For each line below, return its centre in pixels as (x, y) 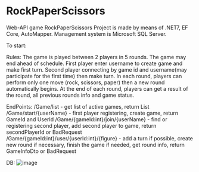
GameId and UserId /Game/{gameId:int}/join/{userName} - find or (87, 119)
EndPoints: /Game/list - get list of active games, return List (78, 106)
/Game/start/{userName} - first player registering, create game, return (92, 113)
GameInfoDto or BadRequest (41, 151)
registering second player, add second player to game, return (81, 125)
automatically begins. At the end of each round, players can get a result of (97, 88)
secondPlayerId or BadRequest (44, 132)
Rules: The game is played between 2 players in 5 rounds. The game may (96, 57)
